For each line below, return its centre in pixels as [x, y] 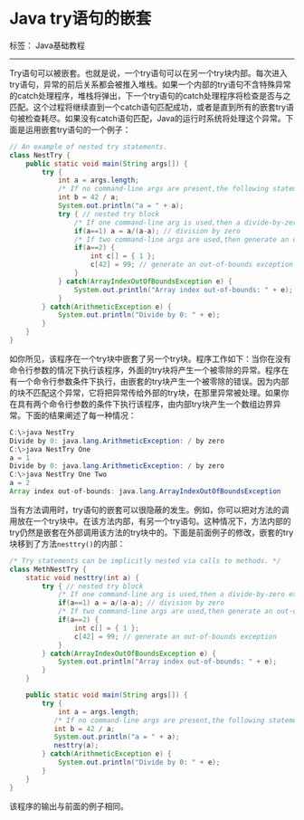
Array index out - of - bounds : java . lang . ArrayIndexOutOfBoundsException [145, 491]
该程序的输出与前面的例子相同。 [69, 806]
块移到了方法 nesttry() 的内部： [67, 543]
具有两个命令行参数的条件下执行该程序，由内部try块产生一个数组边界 [145, 404]
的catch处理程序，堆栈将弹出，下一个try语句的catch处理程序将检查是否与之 [150, 95]
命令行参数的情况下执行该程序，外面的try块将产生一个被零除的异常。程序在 [149, 370]
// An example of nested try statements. [89, 147]
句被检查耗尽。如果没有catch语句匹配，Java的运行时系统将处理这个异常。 [148, 118]
